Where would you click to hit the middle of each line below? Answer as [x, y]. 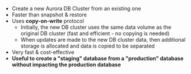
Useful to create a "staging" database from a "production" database [98, 58]
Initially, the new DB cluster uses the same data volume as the [96, 27]
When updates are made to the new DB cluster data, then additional [103, 40]
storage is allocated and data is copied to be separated [88, 46]
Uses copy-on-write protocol [48, 21]
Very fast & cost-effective [43, 52]
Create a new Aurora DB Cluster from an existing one [76, 9]
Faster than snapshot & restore [49, 15]
